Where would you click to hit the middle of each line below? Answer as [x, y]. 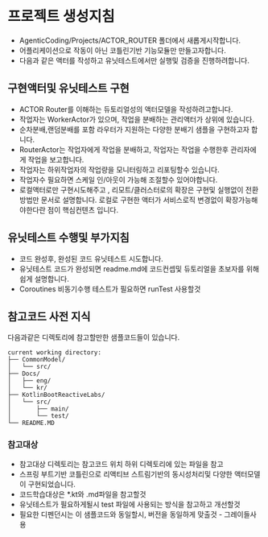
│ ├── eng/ [29, 381]
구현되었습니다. [52, 484]
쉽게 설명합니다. [44, 279]
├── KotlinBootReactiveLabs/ [56, 395]
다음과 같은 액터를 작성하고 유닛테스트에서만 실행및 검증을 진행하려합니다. [134, 60]
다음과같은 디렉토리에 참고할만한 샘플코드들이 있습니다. [94, 337]
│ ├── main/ [38, 409]
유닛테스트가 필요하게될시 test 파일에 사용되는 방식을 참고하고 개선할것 [130, 504]
